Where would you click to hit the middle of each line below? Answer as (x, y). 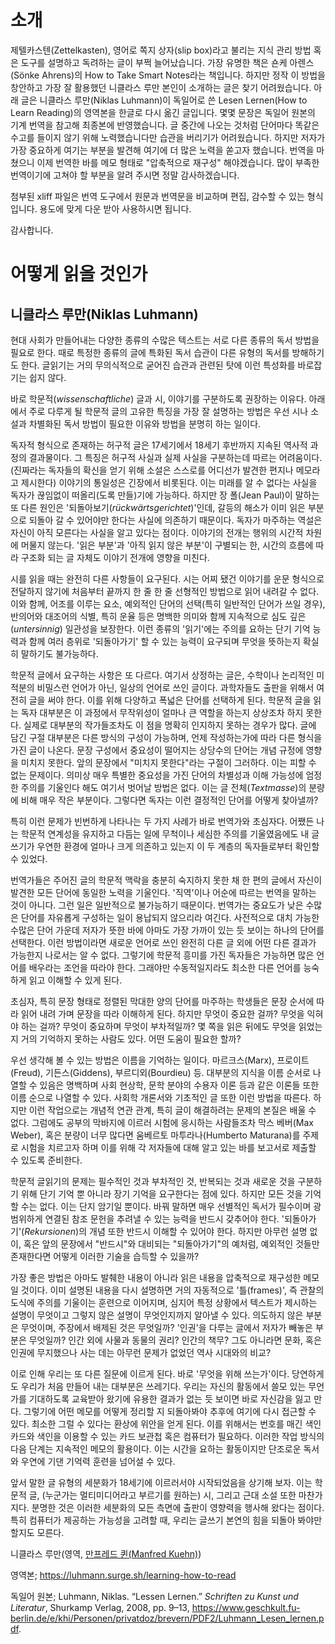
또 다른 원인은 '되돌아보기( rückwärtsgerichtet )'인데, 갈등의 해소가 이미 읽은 (158, 507)
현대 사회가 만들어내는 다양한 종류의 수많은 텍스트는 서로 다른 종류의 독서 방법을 (165, 340)
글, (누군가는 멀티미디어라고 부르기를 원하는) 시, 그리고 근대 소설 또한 (162, 1495)
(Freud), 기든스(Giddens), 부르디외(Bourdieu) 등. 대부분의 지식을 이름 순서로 (160, 1072)
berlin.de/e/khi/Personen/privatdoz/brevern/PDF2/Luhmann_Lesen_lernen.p (167, 1618)
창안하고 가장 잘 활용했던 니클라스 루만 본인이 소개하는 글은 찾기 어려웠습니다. (161, 87)
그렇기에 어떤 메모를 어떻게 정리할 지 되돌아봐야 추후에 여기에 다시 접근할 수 (170, 1411)
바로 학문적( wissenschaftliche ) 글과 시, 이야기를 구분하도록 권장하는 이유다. (158, 398)
